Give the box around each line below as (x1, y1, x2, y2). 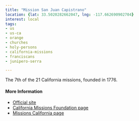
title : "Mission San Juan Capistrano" (5, 7, 87, 13)
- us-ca (5, 31, 22, 36)
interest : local (5, 17, 39, 22)
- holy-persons (5, 45, 37, 50)
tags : (5, 21, 17, 27)
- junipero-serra (5, 59, 42, 64)
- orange (5, 36, 24, 41)
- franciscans (5, 54, 35, 59)
